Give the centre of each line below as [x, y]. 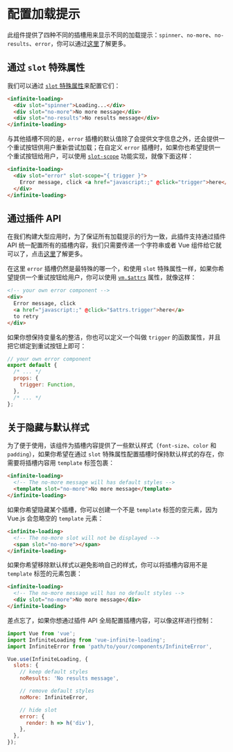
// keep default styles [54, 672]
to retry [26, 316]
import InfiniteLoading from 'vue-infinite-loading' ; [87, 640]
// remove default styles [57, 691]
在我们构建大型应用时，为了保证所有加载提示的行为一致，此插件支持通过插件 [116, 236]
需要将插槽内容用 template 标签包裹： [61, 463]
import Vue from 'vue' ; [42, 633]
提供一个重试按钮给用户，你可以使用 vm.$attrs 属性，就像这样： [105, 277]
